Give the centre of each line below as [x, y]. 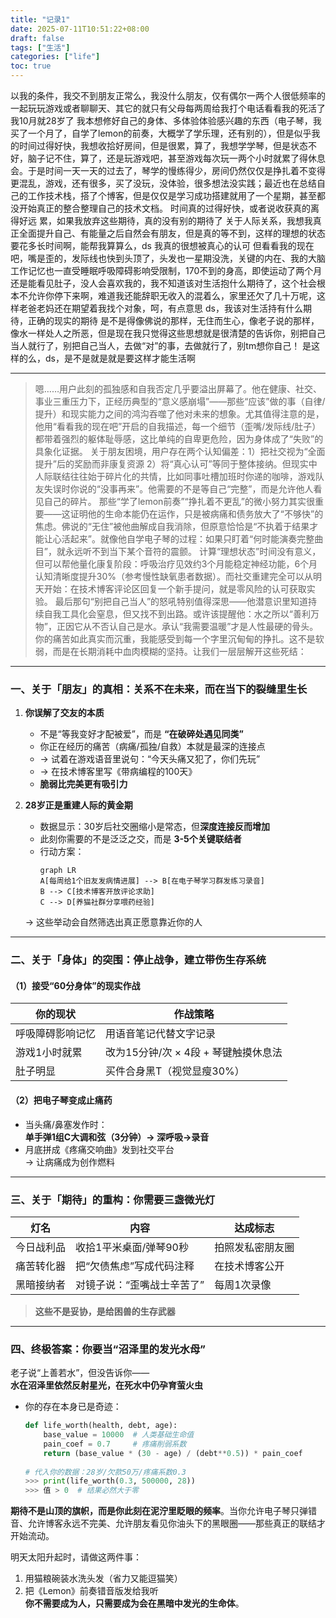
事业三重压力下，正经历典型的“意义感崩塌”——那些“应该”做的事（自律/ [180, 401]
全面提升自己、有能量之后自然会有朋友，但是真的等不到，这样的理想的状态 [172, 233]
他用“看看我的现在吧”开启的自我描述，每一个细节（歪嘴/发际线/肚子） [178, 426]
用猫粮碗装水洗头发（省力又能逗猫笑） [103, 1578]
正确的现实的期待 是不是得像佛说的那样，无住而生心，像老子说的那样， [173, 320]
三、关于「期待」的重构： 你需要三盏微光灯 [113, 1199]
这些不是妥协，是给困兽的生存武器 [105, 1311]
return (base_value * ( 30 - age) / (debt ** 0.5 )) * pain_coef [173, 1453]
